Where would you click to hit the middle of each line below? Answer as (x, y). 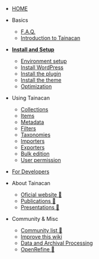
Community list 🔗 (41, 230)
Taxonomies (36, 135)
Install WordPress (42, 67)
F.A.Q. (28, 32)
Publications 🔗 (38, 201)
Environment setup (44, 61)
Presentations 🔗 (40, 207)
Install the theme (41, 80)
